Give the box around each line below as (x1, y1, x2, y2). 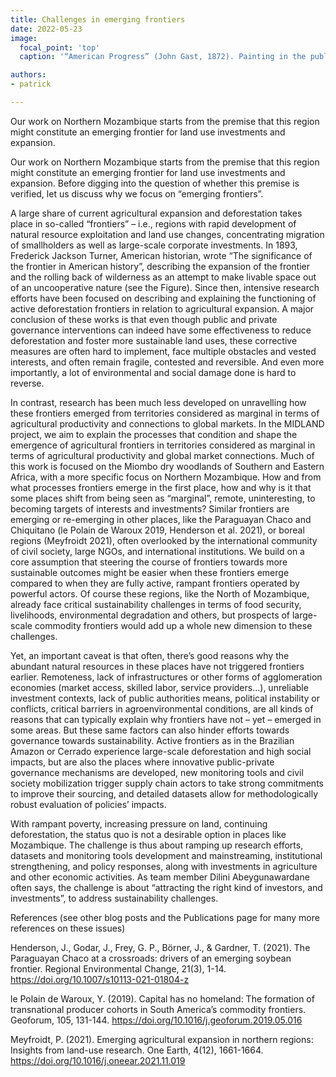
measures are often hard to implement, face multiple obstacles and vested (10, 345, 317, 357)
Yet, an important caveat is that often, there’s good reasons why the (10, 649, 290, 661)
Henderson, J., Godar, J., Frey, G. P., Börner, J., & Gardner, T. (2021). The (10, 941, 311, 953)
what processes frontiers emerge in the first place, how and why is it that (10, 481, 312, 493)
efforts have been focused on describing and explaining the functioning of (10, 292, 317, 304)
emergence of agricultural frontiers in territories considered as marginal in (10, 439, 316, 451)
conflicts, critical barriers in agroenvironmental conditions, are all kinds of (10, 702, 314, 715)
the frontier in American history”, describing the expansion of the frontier (10, 260, 310, 272)
